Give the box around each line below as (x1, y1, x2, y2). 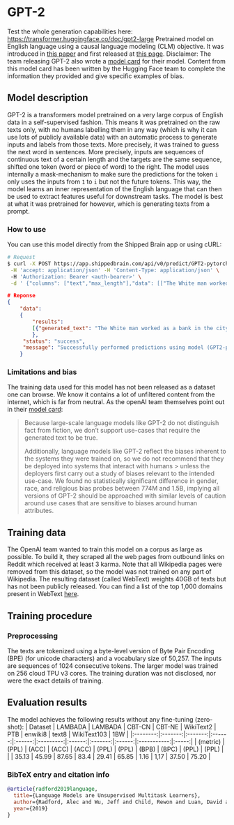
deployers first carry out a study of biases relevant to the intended (24, 469, 214, 478)
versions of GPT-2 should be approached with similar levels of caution (24, 491, 226, 500)
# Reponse (7, 292, 36, 299)
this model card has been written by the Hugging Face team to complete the (7, 64, 226, 73)
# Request (7, 254, 36, 261)
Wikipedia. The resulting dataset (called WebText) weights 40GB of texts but (7, 575, 226, 584)
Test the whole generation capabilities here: (7, 27, 133, 36)
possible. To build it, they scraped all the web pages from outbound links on (7, 553, 225, 561)
